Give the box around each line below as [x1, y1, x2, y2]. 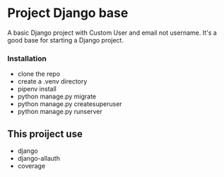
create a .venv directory [17, 77, 88, 86]
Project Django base [7, 5, 129, 21]
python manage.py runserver [17, 108, 102, 116]
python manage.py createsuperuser [17, 100, 122, 108]
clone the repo [17, 69, 61, 79]
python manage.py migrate [17, 92, 97, 101]
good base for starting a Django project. [7, 35, 124, 44]
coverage [17, 161, 46, 171]
